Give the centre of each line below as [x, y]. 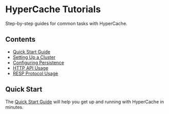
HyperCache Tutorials [53, 9]
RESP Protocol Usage [35, 73]
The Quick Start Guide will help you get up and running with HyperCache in [84, 102]
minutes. [15, 107]
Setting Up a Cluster [34, 57]
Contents [20, 39]
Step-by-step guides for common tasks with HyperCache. [66, 23]
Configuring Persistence [38, 63]
